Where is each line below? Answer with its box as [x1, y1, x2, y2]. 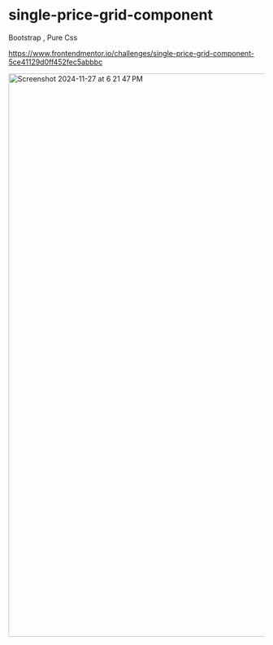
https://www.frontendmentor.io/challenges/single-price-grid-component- [8, 48, 254, 58]
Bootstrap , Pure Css [8, 33, 78, 42]
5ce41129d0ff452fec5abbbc [8, 57, 103, 67]
